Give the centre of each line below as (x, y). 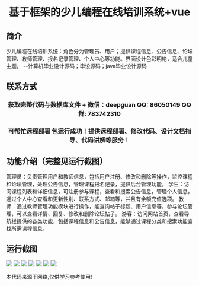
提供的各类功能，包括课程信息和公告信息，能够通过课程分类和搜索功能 (102, 221)
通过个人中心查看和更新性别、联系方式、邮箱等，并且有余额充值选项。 (92, 199)
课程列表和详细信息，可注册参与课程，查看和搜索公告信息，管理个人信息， (102, 192)
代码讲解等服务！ (105, 140)
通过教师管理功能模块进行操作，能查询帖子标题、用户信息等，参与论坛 (102, 206)
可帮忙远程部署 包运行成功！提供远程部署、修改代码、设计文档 (97, 131)
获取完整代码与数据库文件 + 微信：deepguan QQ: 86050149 (94, 105)
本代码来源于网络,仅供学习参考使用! (49, 277)
